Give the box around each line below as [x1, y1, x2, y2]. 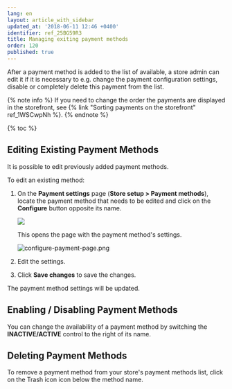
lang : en [7, 10, 33, 17]
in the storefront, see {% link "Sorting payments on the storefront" [7, 103, 196, 111]
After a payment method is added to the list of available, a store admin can [7, 67, 220, 76]
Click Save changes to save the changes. [17, 271, 136, 279]
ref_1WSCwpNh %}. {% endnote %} [7, 110, 109, 118]
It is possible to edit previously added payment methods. [7, 162, 169, 170]
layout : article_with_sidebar [7, 17, 95, 24]
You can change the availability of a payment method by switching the [7, 323, 208, 331]
